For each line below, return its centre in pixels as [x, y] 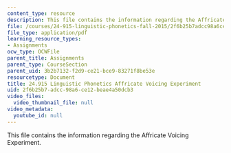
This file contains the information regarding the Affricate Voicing [98, 135]
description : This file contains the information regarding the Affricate [117, 20]
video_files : [26, 97]
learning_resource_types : [44, 39]
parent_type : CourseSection [47, 64]
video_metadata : [30, 109]
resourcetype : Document [41, 77]
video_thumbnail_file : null [54, 103]
